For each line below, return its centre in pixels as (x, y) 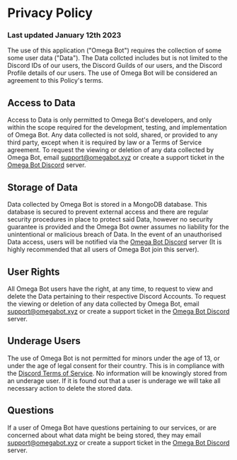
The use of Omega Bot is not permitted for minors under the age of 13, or (114, 358)
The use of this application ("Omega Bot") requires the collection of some (115, 50)
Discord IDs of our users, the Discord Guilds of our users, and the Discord (115, 66)
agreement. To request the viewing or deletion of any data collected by (111, 150)
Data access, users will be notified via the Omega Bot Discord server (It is (115, 242)
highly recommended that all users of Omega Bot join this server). (103, 250)
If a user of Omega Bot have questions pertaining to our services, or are (112, 427)
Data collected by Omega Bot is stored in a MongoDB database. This (107, 205)
